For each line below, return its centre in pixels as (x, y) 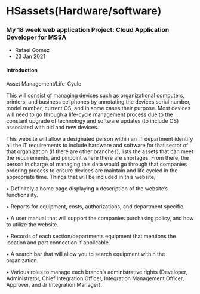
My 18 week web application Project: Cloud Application (88, 30)
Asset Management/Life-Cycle (44, 84)
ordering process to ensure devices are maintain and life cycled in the (92, 170)
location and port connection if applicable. (58, 242)
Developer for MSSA (36, 37)
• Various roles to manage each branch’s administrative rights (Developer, (97, 272)
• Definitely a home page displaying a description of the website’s (87, 188)
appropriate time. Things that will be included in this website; (81, 177)
